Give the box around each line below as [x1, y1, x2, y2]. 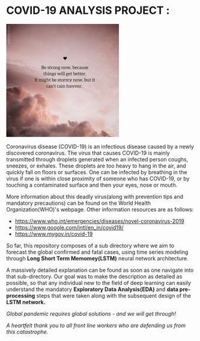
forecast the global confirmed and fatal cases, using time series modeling [6, 248, 189, 255]
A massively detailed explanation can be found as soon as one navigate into [6, 266, 194, 274]
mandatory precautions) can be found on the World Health [6, 199, 151, 207]
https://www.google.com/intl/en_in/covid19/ [14, 224, 124, 231]
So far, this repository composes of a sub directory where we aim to [6, 242, 175, 249]
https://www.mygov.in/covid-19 [14, 230, 93, 237]
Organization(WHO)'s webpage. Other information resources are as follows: [6, 205, 194, 213]
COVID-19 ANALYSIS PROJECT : [6, 4, 170, 17]
